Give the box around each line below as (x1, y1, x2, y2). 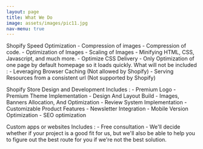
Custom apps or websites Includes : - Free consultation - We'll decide (6, 123, 181, 130)
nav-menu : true (6, 25, 45, 32)
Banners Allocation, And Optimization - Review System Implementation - (6, 99, 187, 106)
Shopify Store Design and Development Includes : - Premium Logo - (6, 86, 176, 94)
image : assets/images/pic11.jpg (6, 20, 88, 26)
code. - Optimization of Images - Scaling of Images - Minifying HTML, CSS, (6, 49, 195, 56)
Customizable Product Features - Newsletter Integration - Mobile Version (6, 105, 189, 112)
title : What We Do (6, 14, 53, 21)
